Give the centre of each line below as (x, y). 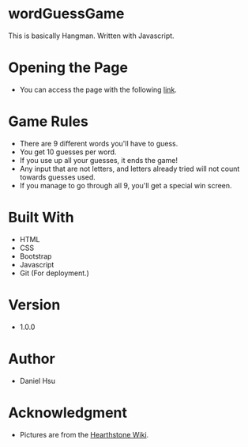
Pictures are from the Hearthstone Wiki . (84, 434)
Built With (41, 218)
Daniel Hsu (37, 381)
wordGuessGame (66, 14)
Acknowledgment (68, 413)
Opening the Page (68, 68)
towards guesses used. (58, 177)
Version (34, 305)
